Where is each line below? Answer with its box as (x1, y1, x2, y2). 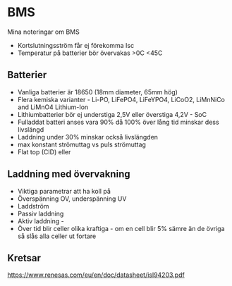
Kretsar (7, 251, 41, 264)
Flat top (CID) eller (17, 147, 71, 156)
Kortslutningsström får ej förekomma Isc (17, 41, 135, 49)
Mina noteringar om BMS (7, 27, 80, 36)
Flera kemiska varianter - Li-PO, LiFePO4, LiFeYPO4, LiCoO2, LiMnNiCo (17, 95, 226, 104)
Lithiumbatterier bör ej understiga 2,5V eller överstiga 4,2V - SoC (17, 110, 207, 118)
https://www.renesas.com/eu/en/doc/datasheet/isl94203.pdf (7, 271, 185, 279)
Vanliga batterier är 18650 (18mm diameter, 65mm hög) (17, 87, 178, 96)
